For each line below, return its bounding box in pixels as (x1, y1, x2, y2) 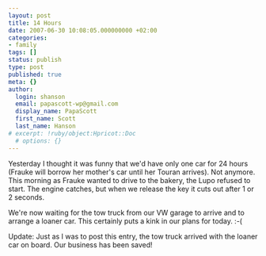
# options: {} (15, 136, 62, 145)
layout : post (8, 11, 51, 20)
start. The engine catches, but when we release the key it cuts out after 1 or (8, 184, 255, 193)
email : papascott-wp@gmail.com (15, 100, 119, 108)
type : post (8, 63, 44, 71)
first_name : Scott (15, 115, 77, 123)
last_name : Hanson (15, 122, 77, 130)
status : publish (8, 56, 62, 64)
